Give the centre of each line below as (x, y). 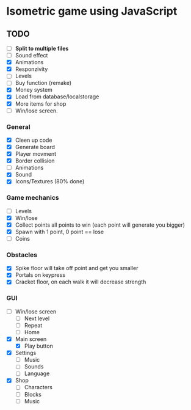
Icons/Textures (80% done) (50, 181)
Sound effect (31, 56)
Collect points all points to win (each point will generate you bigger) (100, 225)
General (18, 126)
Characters (38, 387)
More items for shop (41, 104)
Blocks (33, 394)
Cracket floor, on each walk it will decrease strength (81, 282)
